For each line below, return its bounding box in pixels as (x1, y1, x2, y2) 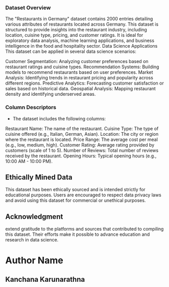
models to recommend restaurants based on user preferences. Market (5, 69, 153, 75)
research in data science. (5, 237, 59, 243)
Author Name (5, 255, 64, 266)
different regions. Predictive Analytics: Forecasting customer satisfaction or (5, 80, 164, 86)
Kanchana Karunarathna (5, 275, 85, 283)
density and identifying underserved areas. (5, 91, 96, 97)
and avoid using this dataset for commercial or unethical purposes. (5, 197, 146, 203)
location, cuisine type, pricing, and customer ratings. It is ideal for (5, 32, 143, 38)
